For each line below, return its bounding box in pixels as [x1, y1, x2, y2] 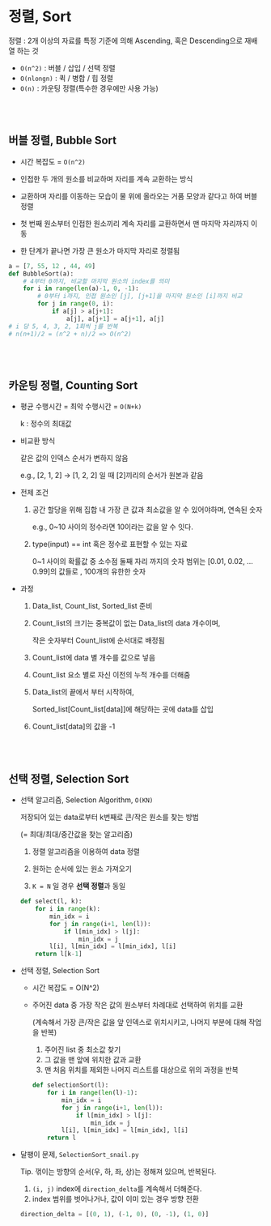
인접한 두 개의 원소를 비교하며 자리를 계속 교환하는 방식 [19, 173, 193, 183]
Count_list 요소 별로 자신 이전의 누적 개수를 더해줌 [32, 670, 191, 680]
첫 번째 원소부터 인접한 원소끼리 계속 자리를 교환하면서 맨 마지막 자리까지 [19, 218, 249, 228]
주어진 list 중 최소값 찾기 [44, 1044, 121, 1054]
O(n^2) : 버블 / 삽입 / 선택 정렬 [19, 62, 116, 73]
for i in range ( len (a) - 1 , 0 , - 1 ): [23, 284, 139, 293]
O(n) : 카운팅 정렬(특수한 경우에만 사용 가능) [19, 83, 159, 93]
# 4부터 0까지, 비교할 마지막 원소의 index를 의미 [23, 277, 170, 285]
